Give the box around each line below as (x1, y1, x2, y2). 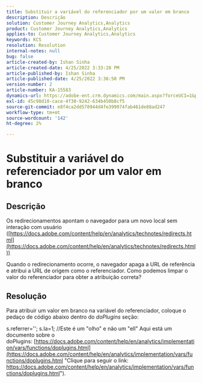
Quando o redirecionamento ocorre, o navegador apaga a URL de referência (6, 261, 195, 268)
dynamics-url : (6, 93, 42, 99)
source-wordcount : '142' (6, 115, 69, 121)
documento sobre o (6, 331, 55, 339)
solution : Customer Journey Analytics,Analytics (6, 20, 130, 26)
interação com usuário (6, 224, 62, 231)
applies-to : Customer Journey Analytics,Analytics (6, 31, 136, 37)
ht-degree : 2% (6, 121, 42, 127)
